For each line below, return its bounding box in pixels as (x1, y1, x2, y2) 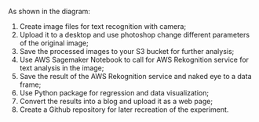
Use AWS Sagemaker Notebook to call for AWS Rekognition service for (19, 55, 250, 64)
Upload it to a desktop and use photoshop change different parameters (19, 30, 250, 39)
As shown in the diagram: (8, 7, 90, 16)
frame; (19, 80, 42, 89)
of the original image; (19, 38, 89, 48)
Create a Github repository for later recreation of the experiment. (19, 105, 229, 114)
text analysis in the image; (19, 63, 104, 73)
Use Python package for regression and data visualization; (19, 88, 210, 97)
